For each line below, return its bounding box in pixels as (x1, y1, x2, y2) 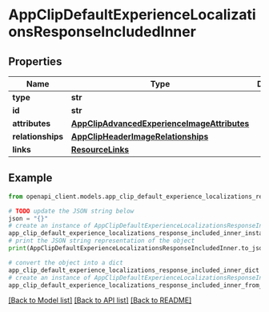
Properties (8, 55, 62, 68)
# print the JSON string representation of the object (8, 237, 195, 245)
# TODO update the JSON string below (8, 207, 134, 215)
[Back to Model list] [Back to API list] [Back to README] (8, 295, 192, 306)
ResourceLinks (70, 144, 130, 155)
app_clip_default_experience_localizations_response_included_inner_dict (8, 266, 260, 274)
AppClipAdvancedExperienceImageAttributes (70, 118, 250, 129)
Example (8, 171, 53, 185)
